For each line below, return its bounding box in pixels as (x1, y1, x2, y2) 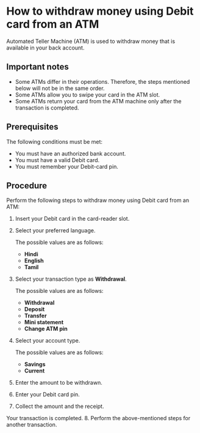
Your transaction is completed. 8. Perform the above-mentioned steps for (6, 415, 191, 422)
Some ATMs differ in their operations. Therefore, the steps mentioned (15, 78, 190, 85)
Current (24, 367, 45, 374)
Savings (24, 361, 46, 368)
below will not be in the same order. (15, 84, 105, 92)
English (24, 257, 44, 264)
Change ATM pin (24, 325, 68, 333)
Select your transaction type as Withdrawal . (15, 275, 127, 283)
